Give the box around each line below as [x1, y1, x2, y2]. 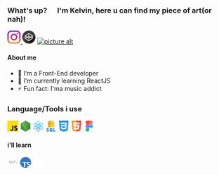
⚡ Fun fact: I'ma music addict [17, 84, 102, 92]
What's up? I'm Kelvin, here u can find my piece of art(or [7, 6, 212, 15]
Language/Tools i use [7, 104, 82, 114]
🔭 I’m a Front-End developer [17, 69, 99, 77]
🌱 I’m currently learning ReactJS [17, 76, 111, 85]
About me [7, 53, 37, 62]
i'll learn [7, 141, 32, 149]
